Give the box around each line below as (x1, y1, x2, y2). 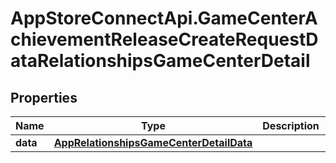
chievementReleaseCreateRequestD (10, 28, 319, 51)
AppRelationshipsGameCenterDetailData (53, 136, 253, 149)
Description (262, 119, 320, 132)
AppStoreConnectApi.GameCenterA (10, 7, 318, 30)
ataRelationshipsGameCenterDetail (10, 50, 311, 72)
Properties (10, 89, 78, 106)
